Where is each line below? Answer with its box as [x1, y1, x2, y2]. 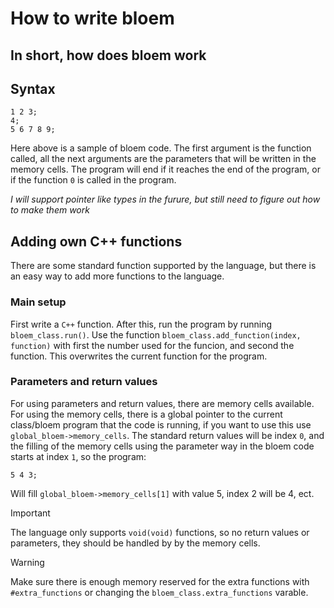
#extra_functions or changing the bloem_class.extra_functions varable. [10, 586, 309, 598]
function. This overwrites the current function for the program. [10, 350, 268, 362]
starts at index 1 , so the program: [10, 450, 147, 462]
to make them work [10, 204, 90, 216]
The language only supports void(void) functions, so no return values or [10, 526, 310, 538]
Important [10, 507, 51, 519]
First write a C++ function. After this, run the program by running [10, 318, 273, 330]
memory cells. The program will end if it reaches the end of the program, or [10, 163, 321, 176]
